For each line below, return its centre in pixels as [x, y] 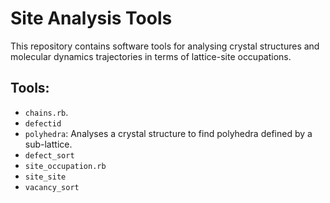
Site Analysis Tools [91, 18]
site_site [45, 177]
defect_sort [49, 155]
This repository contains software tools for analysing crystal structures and [165, 46]
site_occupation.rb [65, 166]
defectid [43, 123]
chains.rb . [46, 112]
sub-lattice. [48, 144]
